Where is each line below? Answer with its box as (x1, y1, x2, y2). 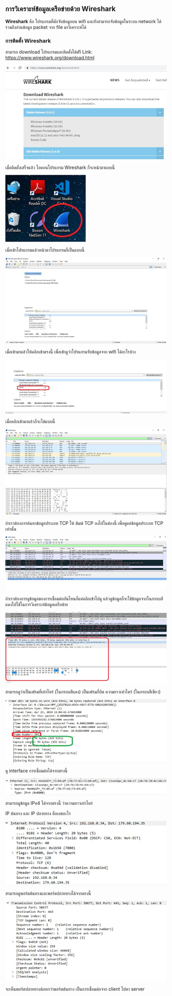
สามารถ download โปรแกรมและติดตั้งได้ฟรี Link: (5, 49, 93, 55)
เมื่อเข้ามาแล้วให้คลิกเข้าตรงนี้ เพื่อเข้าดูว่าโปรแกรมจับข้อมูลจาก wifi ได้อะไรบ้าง (5, 348, 136, 354)
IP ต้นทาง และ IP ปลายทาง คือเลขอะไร (5, 810, 71, 816)
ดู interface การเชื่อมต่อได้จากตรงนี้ (5, 767, 68, 774)
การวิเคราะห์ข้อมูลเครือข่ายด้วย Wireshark (5, 5, 116, 13)
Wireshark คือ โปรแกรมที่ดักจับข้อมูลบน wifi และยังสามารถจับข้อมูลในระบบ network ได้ (5, 18, 162, 24)
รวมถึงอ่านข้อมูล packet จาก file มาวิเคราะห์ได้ (5, 24, 87, 30)
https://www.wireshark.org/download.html (5, 54, 95, 61)
